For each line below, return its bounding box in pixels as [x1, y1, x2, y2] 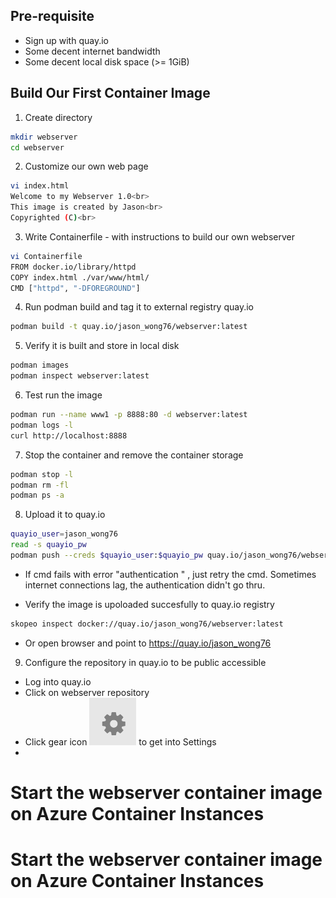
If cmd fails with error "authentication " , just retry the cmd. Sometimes [24, 568, 317, 580]
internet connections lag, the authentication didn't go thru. [24, 579, 266, 591]
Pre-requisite [10, 8, 95, 25]
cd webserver [10, 142, 65, 153]
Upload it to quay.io [24, 509, 106, 521]
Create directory [24, 111, 93, 123]
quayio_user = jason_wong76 [10, 529, 118, 539]
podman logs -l [10, 420, 74, 430]
